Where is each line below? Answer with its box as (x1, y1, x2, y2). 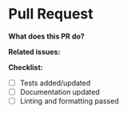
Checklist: (8, 62, 44, 72)
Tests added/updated (19, 78, 91, 88)
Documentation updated (19, 88, 100, 96)
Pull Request (8, 5, 93, 23)
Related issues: (8, 47, 61, 56)
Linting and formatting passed (19, 96, 119, 106)
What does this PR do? (8, 31, 85, 41)
